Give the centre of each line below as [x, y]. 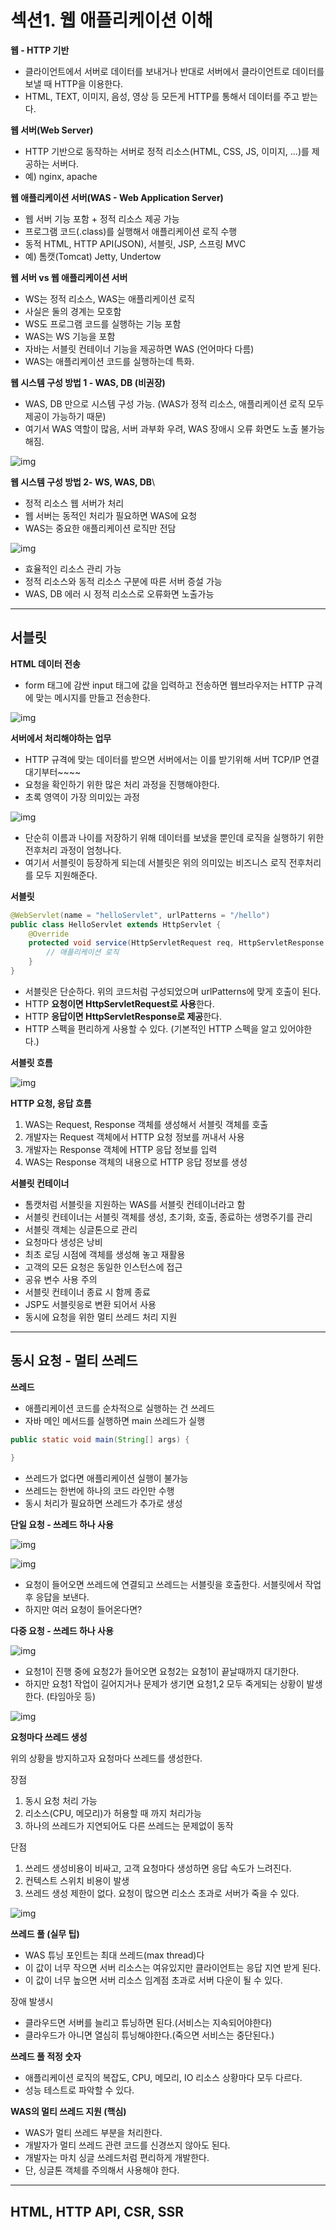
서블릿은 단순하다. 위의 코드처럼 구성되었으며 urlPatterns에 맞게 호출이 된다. [173, 991]
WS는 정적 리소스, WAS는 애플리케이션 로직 [110, 298]
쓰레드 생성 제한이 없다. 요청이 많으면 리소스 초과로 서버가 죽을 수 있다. [162, 1893]
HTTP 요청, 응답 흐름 [51, 1103]
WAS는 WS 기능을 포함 [70, 336]
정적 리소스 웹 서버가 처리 [74, 503]
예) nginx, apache [61, 176]
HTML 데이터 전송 [45, 663]
